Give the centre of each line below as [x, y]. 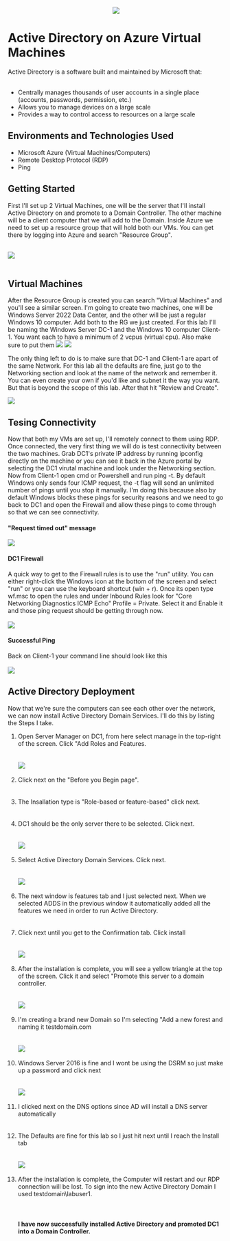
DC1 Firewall [26, 559]
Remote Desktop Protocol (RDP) [63, 160]
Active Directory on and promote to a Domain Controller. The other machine [115, 213]
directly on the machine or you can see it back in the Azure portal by [105, 461]
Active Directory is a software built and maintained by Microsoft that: [105, 72]
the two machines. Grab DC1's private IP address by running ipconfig [105, 454]
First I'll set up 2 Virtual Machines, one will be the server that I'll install [106, 205]
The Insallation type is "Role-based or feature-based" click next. [109, 802]
